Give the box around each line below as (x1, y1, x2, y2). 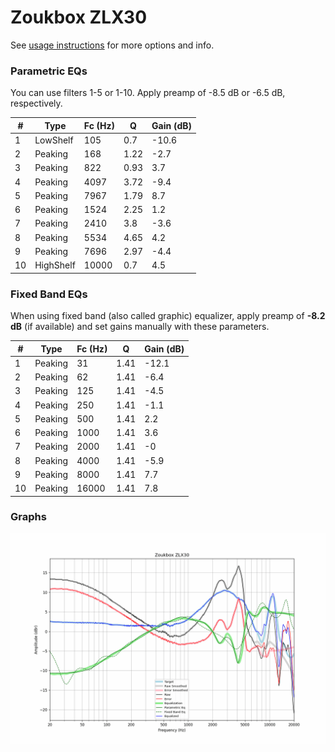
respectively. (10, 97, 63, 110)
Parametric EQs (10, 64, 88, 78)
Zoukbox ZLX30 (10, 6, 148, 29)
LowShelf (34, 134, 74, 146)
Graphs (10, 510, 47, 524)
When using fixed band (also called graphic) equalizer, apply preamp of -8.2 (10, 310, 326, 322)
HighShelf (34, 259, 76, 271)
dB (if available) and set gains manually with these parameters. (10, 321, 270, 333)
